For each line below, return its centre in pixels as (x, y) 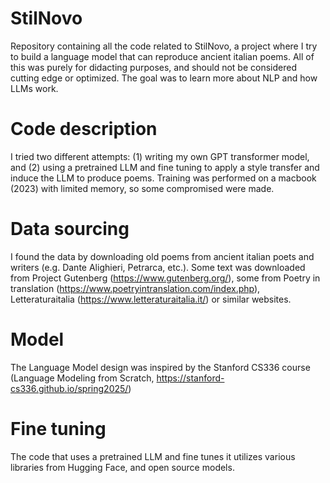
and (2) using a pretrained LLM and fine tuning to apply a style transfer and (165, 167)
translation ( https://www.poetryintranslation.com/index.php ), (135, 288)
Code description (84, 129)
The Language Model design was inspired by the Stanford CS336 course (160, 367)
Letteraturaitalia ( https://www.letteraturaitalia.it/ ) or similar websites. (151, 299)
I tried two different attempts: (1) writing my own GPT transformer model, (160, 156)
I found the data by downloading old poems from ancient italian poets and (162, 256)
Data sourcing (70, 229)
